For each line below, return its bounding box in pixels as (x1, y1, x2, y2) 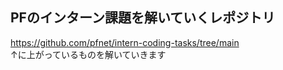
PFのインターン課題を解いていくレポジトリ (10, 9, 276, 27)
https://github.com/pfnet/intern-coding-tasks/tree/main (10, 36, 240, 48)
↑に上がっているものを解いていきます (10, 48, 167, 60)
